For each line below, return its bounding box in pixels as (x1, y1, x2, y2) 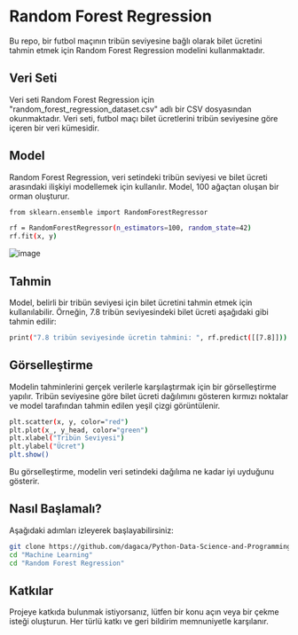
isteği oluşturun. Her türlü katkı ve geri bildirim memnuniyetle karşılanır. (9, 616, 269, 627)
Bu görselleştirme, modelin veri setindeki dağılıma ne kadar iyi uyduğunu (9, 466, 275, 477)
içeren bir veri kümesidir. (9, 122, 100, 133)
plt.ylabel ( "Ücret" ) (9, 442, 86, 451)
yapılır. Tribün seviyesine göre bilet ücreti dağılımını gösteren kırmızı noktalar (9, 390, 289, 401)
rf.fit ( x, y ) (9, 232, 58, 241)
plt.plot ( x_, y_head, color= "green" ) (9, 426, 149, 435)
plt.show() (9, 451, 50, 459)
